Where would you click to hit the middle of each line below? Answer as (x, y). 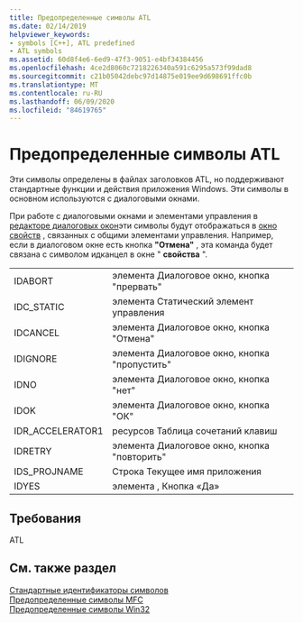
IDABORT (34, 281)
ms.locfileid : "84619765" (58, 110)
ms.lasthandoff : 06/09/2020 (62, 101)
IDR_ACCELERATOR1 (59, 431)
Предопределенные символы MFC (77, 600)
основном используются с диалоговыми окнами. (105, 198)
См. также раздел (63, 568)
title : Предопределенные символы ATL (80, 18)
